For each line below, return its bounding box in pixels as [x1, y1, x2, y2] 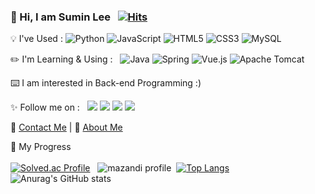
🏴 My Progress [10, 141, 72, 153]
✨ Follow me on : [10, 101, 80, 114]
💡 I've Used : [10, 33, 63, 45]
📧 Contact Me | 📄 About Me [10, 121, 123, 134]
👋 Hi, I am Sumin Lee [10, 10, 111, 24]
